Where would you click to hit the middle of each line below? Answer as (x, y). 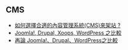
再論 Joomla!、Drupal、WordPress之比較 (66, 40)
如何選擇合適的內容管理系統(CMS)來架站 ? (67, 25)
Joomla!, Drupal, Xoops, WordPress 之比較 (68, 33)
